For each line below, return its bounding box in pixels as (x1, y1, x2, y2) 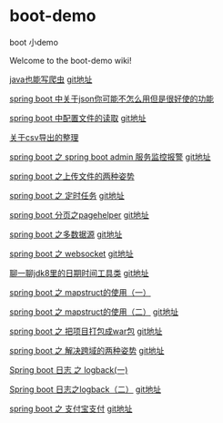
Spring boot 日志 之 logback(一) (9, 364, 128, 375)
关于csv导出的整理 (9, 131, 79, 142)
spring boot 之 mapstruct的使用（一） (9, 286, 152, 297)
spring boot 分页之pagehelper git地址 (9, 209, 150, 220)
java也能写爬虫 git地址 (9, 74, 93, 85)
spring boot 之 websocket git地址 (9, 248, 134, 259)
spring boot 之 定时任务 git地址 (9, 190, 125, 201)
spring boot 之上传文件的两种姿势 (9, 170, 135, 181)
